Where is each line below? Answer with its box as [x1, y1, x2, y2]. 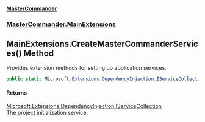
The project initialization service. [6, 109, 88, 117]
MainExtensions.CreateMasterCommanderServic [6, 38, 198, 49]
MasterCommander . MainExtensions [6, 20, 116, 29]
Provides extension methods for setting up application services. [6, 64, 167, 72]
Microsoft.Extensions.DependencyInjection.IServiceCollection [6, 103, 162, 110]
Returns [6, 89, 27, 97]
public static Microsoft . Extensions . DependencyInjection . [6, 76, 157, 82]
